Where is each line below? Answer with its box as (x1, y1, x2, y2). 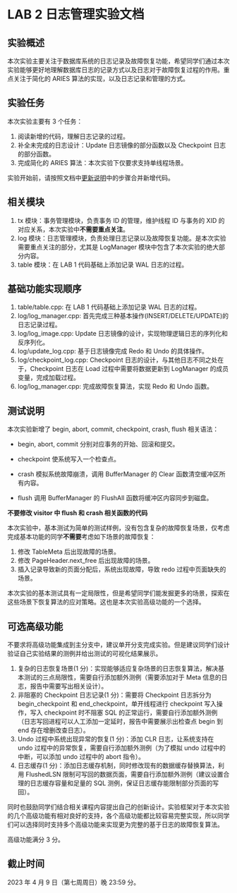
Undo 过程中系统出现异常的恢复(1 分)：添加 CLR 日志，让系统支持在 (17, 735, 214, 743)
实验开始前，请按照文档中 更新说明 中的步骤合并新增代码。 (7, 174, 174, 182)
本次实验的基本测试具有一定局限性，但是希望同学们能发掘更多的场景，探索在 (7, 589, 230, 597)
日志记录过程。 (17, 320, 61, 329)
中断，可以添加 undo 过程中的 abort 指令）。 (17, 753, 145, 761)
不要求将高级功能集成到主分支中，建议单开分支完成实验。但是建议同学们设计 (7, 640, 230, 649)
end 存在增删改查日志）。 (17, 726, 90, 734)
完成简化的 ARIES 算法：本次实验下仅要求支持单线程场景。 (17, 158, 188, 166)
